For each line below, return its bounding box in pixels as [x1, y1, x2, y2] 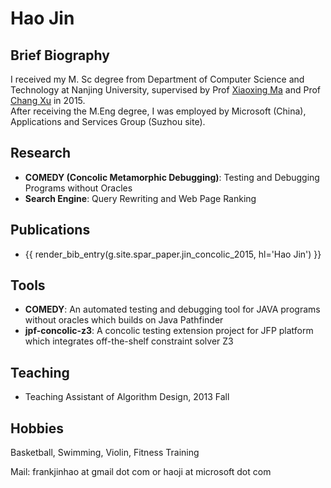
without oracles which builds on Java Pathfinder [24, 314, 224, 326]
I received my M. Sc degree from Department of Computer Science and [10, 73, 305, 85]
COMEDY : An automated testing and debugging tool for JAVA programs [24, 303, 321, 316]
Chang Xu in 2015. [10, 95, 86, 106]
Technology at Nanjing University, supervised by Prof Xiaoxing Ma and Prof [10, 84, 321, 96]
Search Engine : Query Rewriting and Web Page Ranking [24, 192, 257, 204]
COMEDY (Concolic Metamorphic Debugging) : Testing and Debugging [24, 171, 320, 183]
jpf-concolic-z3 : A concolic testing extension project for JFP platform [24, 325, 314, 337]
